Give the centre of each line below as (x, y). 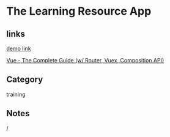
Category (25, 80)
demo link (19, 48)
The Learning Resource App (79, 11)
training (16, 94)
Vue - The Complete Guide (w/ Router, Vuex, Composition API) (85, 60)
